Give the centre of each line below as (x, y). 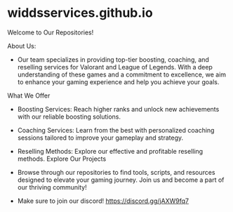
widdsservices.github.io (80, 13)
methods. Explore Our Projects (62, 159)
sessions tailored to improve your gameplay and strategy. (100, 138)
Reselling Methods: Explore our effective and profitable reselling (110, 151)
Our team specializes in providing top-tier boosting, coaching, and (113, 59)
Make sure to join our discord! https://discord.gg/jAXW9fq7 (103, 201)
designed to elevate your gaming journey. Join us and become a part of (121, 180)
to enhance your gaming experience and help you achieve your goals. (118, 81)
